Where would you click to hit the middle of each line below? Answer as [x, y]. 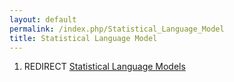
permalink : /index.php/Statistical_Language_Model [117, 29]
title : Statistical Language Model [83, 38]
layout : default [43, 19]
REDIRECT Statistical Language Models [104, 67]
